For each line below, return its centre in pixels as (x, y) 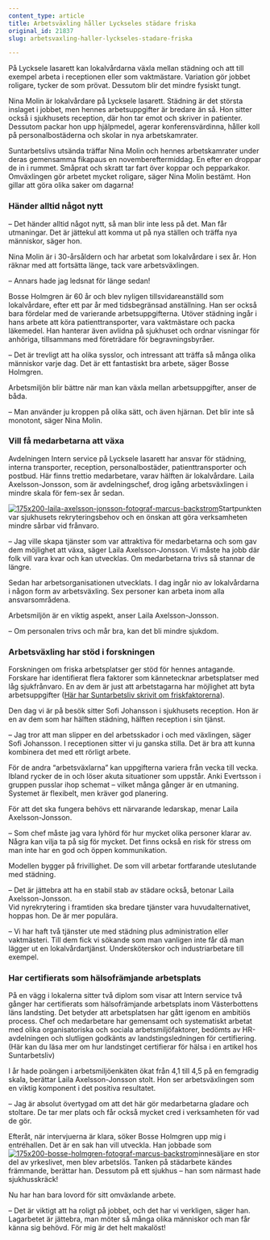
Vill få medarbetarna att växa (66, 441)
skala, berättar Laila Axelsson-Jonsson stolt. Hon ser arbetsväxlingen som (131, 1080)
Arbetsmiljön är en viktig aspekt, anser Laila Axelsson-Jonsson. (114, 615)
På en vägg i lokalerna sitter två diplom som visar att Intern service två (125, 996)
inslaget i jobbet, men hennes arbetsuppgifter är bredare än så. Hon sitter (130, 110)
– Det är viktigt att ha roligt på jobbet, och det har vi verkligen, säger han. (130, 1211)
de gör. (20, 1121)
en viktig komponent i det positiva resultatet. (82, 1088)
